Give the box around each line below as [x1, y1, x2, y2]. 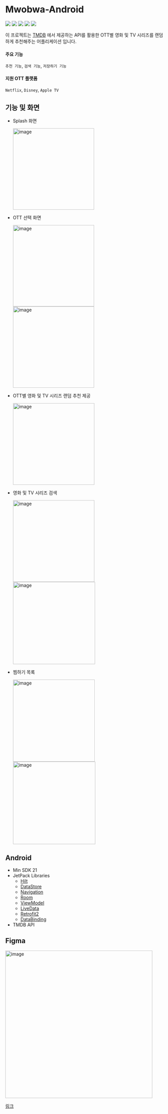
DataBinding [20, 916, 47, 922]
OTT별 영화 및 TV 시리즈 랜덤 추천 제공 [12, 392, 91, 399]
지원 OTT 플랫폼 [5, 75, 38, 81]
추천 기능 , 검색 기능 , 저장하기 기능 [5, 63, 67, 69]
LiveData [20, 905, 39, 911]
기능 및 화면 [5, 103, 40, 112]
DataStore [20, 883, 42, 889]
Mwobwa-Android [5, 4, 85, 15]
